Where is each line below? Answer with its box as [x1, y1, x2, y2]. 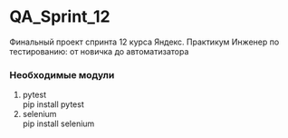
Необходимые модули [9, 68, 115, 81]
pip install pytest [22, 99, 84, 110]
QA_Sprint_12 [9, 6, 110, 27]
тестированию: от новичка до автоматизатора [9, 45, 189, 56]
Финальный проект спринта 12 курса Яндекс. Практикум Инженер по [9, 36, 280, 47]
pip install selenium [22, 118, 95, 129]
